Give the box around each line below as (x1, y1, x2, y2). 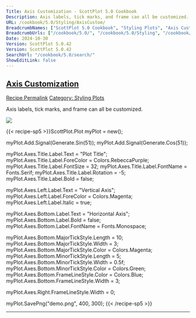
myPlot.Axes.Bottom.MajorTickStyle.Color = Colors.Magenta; (6, 246, 153, 254)
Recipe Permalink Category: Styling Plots (6, 95, 105, 102)
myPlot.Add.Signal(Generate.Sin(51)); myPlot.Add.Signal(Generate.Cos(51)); (6, 139, 188, 146)
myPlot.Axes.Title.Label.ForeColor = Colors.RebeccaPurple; (6, 157, 149, 164)
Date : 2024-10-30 (6, 36, 48, 41)
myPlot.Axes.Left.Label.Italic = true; (6, 199, 92, 206)
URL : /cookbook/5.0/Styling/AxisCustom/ (6, 19, 106, 25)
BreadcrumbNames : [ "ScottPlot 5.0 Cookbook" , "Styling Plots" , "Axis (6, 25, 179, 31)
